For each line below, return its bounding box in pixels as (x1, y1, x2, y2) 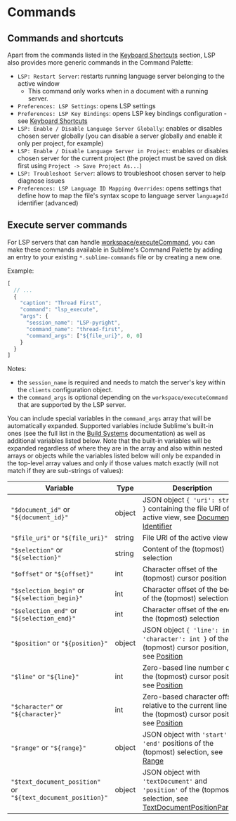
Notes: (7, 365, 27, 373)
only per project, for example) (17, 139, 104, 148)
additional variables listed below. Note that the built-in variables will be (7, 437, 211, 445)
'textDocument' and (142, 776, 208, 786)
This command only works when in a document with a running (27, 87, 209, 95)
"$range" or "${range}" (11, 743, 86, 753)
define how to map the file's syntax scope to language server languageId (17, 191, 228, 200)
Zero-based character (142, 692, 217, 702)
